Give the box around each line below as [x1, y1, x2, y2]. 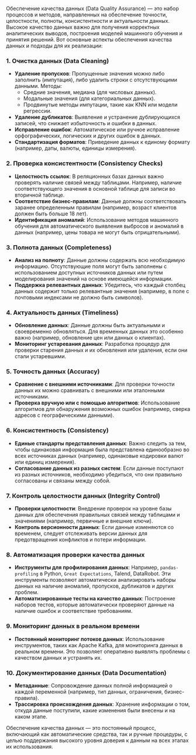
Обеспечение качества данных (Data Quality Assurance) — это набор [6, 5, 180, 12]
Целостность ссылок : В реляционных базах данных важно [14, 173, 164, 180]
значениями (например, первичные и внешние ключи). [14, 517, 153, 524]
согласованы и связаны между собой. [14, 477, 111, 484]
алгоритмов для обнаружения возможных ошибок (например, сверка [14, 406, 191, 413]
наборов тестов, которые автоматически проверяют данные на [14, 601, 174, 608]
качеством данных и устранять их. [14, 654, 102, 661]
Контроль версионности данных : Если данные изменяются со [14, 524, 174, 531]
